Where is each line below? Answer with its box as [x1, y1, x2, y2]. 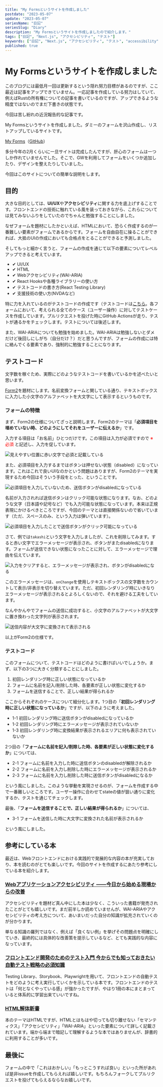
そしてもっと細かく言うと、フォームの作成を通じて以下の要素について [5, 245, 145, 251]
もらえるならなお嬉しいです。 [35, 1077, 94, 1083]
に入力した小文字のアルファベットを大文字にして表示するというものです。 [5, 394, 154, 400]
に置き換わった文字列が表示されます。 [5, 614, 82, 620]
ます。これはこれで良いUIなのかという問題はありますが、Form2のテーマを [5, 468, 154, 474]
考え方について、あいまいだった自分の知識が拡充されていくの [35, 912, 158, 918]
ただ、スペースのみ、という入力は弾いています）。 [13, 513, 113, 519]
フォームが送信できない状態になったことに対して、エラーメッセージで [13, 546, 153, 552]
